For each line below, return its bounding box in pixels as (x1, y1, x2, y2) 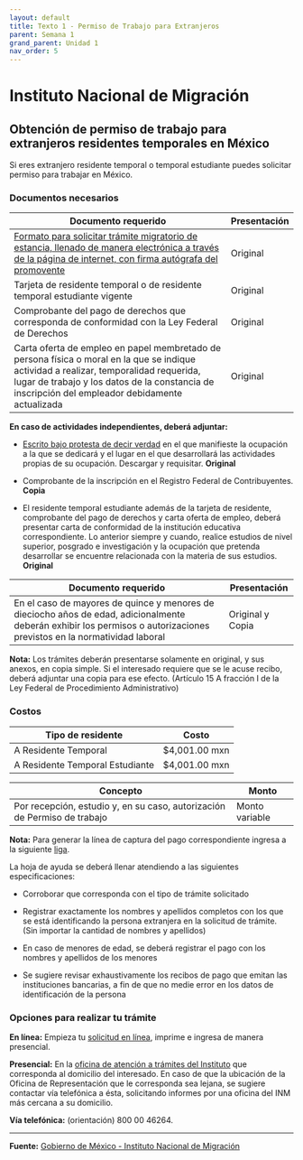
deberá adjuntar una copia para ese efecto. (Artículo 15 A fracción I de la (9, 673, 280, 684)
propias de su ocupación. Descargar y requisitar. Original (22, 458, 236, 469)
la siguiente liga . (9, 843, 70, 854)
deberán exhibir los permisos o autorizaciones (14, 619, 210, 632)
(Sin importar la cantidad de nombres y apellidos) (22, 924, 207, 935)
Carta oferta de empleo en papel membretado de (14, 342, 222, 355)
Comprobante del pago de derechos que (14, 304, 187, 317)
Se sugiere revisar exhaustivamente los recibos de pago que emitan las (22, 970, 288, 980)
